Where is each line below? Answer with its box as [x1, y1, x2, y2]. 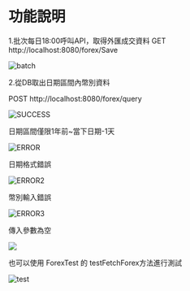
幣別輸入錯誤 [8, 192, 51, 202]
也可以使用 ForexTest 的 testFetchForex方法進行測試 [8, 258, 183, 267]
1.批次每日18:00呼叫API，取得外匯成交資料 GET [8, 36, 166, 46]
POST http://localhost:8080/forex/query [8, 93, 142, 103]
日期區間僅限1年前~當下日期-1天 [8, 126, 115, 136]
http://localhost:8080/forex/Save [8, 45, 119, 54]
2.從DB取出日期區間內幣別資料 [8, 77, 110, 87]
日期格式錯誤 [8, 159, 51, 169]
